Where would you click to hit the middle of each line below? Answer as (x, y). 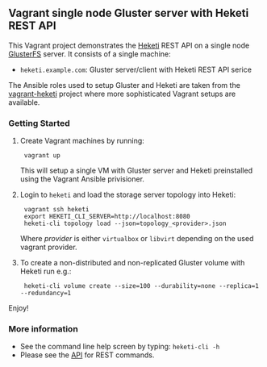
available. (24, 102)
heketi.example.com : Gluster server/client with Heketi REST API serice (136, 69)
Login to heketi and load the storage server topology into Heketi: (128, 195)
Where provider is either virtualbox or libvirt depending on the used (137, 239)
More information (43, 329)
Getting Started (39, 123)
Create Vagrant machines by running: (82, 141)
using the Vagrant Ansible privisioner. (82, 179)
